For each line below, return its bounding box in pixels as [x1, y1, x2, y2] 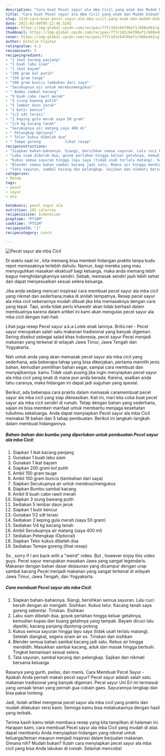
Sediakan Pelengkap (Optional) [12, 532, 75, 538]
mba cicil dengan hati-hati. [5, 314, 60, 320]
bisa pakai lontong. [5, 690, 44, 696]
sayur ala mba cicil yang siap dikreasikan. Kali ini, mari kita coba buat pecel [5, 394, 158, 400]
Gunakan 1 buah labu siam [12, 454, 66, 460]
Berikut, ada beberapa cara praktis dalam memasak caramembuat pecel [5, 389, 151, 395]
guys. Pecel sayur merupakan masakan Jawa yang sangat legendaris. [5, 557, 146, 564]
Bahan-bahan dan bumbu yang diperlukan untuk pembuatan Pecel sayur [5, 432, 159, 438]
